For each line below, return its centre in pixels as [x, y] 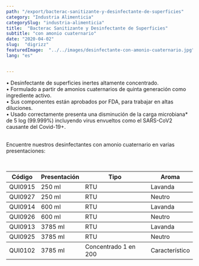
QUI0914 [22, 206]
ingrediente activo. [29, 95]
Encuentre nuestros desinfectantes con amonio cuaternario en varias [90, 144]
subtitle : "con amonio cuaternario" [51, 34]
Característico [170, 250]
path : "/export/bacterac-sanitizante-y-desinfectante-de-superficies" [95, 12]
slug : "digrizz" [28, 45]
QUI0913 [22, 226]
